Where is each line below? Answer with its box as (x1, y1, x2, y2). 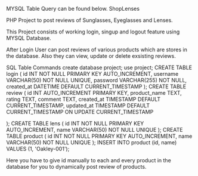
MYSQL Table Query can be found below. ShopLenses (6, 5, 140, 12)
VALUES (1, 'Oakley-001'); (6, 146, 70, 152)
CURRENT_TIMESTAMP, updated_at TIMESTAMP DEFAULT (6, 102, 150, 109)
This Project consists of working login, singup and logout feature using (6, 28, 180, 35)
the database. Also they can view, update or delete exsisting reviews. (6, 53, 176, 59)
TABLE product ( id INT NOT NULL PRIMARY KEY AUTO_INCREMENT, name (6, 132, 193, 140)
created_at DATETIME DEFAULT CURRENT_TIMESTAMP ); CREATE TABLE (6, 83, 187, 90)
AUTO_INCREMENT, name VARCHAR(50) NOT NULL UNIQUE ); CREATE (6, 126, 183, 133)
